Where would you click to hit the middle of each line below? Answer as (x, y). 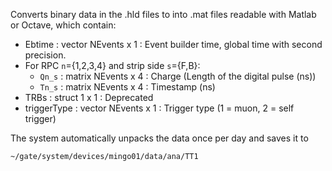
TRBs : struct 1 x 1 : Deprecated (89, 97)
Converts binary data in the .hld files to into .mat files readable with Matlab (163, 14)
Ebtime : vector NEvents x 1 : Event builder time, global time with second (173, 44)
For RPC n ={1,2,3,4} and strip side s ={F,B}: (112, 65)
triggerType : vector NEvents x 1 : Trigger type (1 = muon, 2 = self (159, 108)
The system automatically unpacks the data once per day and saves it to (159, 138)
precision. (45, 55)
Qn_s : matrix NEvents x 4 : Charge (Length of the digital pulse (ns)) (178, 76)
